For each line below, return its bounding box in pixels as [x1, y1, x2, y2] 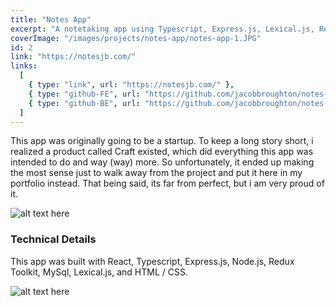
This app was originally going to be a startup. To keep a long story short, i [10, 135, 314, 147]
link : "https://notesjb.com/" [10, 52, 137, 62]
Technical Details [10, 232, 97, 246]
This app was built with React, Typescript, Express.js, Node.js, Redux [10, 255, 295, 267]
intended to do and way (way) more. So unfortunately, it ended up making [10, 156, 315, 168]
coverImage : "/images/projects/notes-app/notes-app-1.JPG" [10, 33, 262, 43]
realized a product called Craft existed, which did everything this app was [10, 146, 314, 158]
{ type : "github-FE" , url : [28, 89, 141, 99]
